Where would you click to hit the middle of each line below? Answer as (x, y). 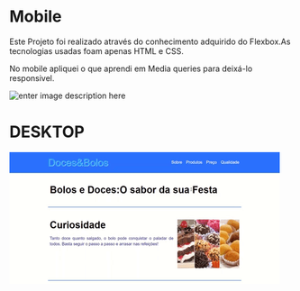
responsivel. (32, 77)
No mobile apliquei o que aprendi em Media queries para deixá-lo (131, 68)
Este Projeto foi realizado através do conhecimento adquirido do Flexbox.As (150, 41)
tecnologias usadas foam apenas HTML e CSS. (97, 50)
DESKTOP (47, 132)
